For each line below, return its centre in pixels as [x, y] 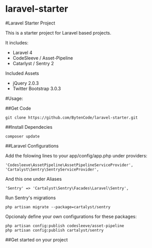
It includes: [17, 43]
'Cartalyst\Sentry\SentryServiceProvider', [52, 169]
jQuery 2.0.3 [26, 83]
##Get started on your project [36, 239]
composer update [22, 136]
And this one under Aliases [34, 179]
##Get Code [18, 108]
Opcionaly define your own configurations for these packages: [71, 216]
